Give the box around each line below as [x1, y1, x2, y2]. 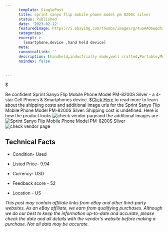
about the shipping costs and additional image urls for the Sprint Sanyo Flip [5, 102, 160, 108]
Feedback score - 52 [12, 180, 56, 186]
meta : [18, 45, 30, 50]
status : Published [18, 17, 57, 22]
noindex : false [18, 59, 50, 64]
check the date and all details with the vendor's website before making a [5, 215, 156, 221]
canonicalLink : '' [18, 49, 57, 54]
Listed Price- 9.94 [12, 161, 50, 167]
